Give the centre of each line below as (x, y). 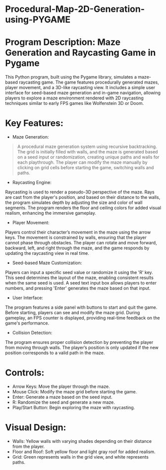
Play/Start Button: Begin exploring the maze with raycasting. (74, 407)
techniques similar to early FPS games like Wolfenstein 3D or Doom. (75, 103)
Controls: (25, 373)
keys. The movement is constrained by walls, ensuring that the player (76, 237)
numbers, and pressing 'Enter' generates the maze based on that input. (78, 288)
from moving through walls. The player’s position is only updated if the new (82, 348)
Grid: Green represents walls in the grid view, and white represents (80, 457)
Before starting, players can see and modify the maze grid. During (73, 313)
